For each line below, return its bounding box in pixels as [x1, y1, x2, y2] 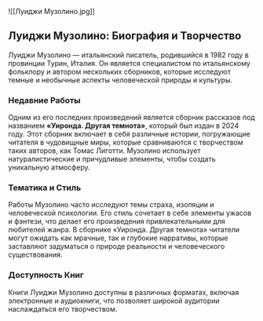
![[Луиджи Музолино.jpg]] [8, 7, 96, 16]
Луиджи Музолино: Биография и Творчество [8, 29, 242, 42]
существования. [8, 250, 63, 260]
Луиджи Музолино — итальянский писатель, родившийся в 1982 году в [8, 50, 249, 60]
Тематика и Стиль [8, 182, 82, 193]
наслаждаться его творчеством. [8, 304, 118, 313]
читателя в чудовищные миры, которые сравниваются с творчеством [8, 137, 243, 148]
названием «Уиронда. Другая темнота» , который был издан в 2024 [8, 121, 239, 130]
